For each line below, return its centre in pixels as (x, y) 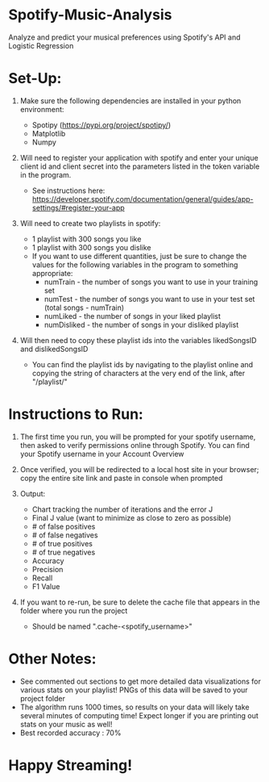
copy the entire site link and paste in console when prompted (121, 478)
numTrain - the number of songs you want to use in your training (151, 282)
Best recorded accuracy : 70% (70, 733)
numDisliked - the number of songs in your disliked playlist (141, 324)
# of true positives (62, 543)
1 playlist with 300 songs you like (87, 239)
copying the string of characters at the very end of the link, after (139, 373)
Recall (42, 578)
